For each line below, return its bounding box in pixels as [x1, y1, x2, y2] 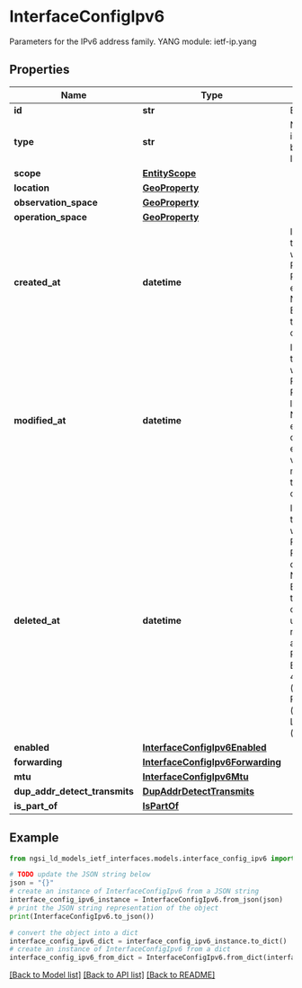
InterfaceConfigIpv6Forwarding [142, 755, 281, 768]
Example [9, 830, 59, 846]
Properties [9, 62, 70, 77]
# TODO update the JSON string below [9, 870, 151, 879]
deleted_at [13, 614, 60, 627]
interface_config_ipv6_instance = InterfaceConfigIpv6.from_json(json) [9, 895, 283, 904]
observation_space [13, 196, 98, 209]
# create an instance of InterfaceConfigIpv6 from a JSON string [9, 887, 259, 896]
